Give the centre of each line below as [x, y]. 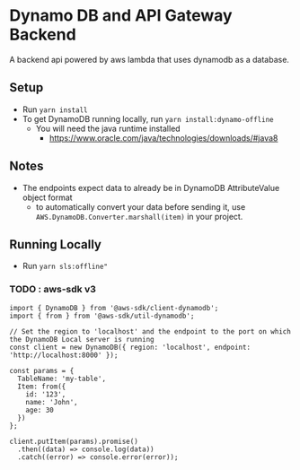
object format [48, 197]
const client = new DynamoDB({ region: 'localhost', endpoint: [130, 347]
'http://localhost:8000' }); [64, 355]
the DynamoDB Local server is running [82, 339]
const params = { [42, 370]
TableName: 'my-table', [62, 379]
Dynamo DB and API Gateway [121, 16]
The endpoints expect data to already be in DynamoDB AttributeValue [151, 187]
